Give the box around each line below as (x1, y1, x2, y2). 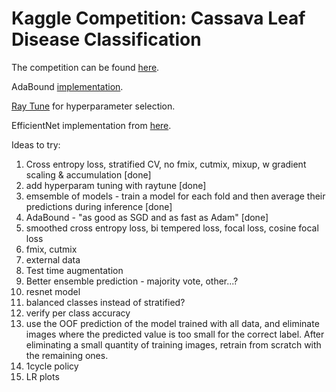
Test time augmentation (25, 264, 124, 276)
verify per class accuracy (25, 307, 131, 319)
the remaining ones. (25, 349, 109, 361)
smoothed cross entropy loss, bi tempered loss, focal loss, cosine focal (25, 222, 319, 234)
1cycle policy (25, 360, 79, 372)
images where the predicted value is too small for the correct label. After (25, 328, 325, 340)
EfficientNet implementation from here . (11, 119, 172, 131)
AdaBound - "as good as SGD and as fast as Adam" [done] (25, 211, 269, 223)
